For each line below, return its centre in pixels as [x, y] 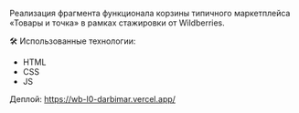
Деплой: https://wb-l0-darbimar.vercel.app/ [93, 99]
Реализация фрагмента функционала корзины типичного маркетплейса [150, 13]
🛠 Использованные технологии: [73, 41]
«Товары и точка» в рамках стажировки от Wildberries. [117, 23]
